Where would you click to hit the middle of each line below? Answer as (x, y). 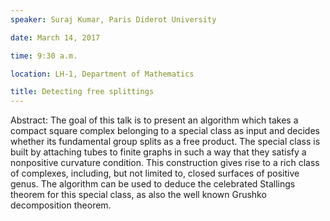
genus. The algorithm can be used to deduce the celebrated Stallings (153, 184)
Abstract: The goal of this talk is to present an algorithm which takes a (154, 120)
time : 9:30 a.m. (44, 56)
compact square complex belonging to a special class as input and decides (165, 131)
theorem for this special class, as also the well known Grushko (138, 195)
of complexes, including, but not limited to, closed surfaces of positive (155, 173)
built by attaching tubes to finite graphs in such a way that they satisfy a (158, 152)
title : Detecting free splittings (82, 92)
